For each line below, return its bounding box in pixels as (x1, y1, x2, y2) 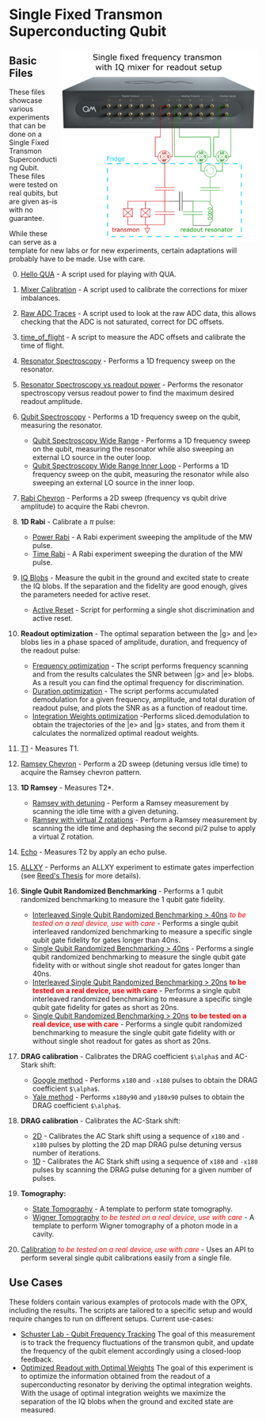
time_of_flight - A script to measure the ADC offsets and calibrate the (20, 333, 246, 341)
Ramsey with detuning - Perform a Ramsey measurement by (32, 798, 229, 807)
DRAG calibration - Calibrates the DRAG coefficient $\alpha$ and (20, 1052, 234, 1061)
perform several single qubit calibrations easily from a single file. (20, 1253, 232, 1263)
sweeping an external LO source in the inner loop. (32, 478, 195, 487)
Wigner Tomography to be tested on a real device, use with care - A (32, 1213, 255, 1221)
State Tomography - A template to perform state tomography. (32, 1204, 233, 1213)
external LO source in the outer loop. (32, 453, 153, 462)
